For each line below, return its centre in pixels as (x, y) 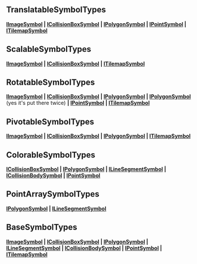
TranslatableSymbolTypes (56, 10)
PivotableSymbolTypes (50, 122)
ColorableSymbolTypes (51, 155)
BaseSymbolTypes (42, 227)
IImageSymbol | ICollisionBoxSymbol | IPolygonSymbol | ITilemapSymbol (98, 136)
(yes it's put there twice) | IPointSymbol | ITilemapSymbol (78, 103)
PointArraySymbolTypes (53, 194)
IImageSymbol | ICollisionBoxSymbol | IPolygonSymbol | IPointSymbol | (96, 24)
